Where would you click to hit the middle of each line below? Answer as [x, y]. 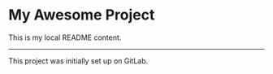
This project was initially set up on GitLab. [78, 61]
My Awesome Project [82, 15]
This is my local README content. [65, 37]
